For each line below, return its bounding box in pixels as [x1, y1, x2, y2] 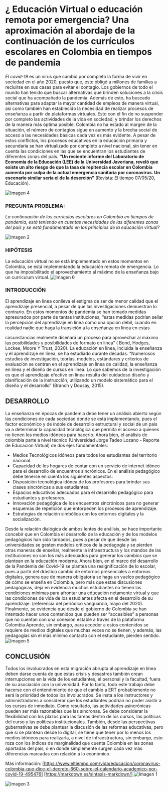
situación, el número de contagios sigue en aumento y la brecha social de [5, 126, 157, 133]
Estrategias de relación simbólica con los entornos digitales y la [12, 510, 144, 516]
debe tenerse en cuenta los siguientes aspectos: [12, 473, 113, 479]
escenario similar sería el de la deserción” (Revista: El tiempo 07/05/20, [5, 175, 155, 181]
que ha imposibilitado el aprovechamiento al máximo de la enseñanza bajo [5, 269, 159, 275]
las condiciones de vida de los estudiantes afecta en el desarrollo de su [5, 595, 153, 601]
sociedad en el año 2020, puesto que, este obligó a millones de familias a [5, 79, 157, 85]
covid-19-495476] [5, 771, 43, 777]
